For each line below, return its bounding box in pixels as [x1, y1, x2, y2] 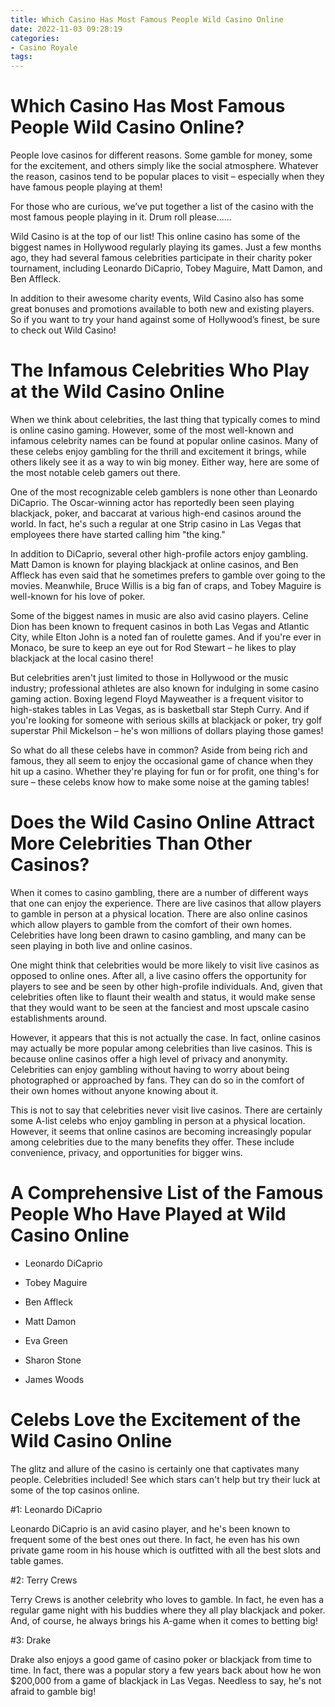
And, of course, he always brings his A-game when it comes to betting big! [10, 1614, 318, 1626]
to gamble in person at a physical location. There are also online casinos [10, 907, 308, 920]
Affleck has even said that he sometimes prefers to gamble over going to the [10, 569, 326, 581]
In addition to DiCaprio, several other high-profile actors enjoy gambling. [10, 548, 309, 560]
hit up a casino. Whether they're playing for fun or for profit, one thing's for [10, 766, 320, 777]
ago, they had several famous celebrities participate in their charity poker [10, 252, 313, 264]
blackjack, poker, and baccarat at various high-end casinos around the [10, 507, 302, 519]
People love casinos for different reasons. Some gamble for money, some [10, 149, 313, 161]
